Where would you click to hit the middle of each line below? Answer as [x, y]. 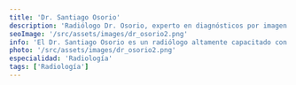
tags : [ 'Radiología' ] [49, 67]
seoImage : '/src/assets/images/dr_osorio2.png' [99, 34]
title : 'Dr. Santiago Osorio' [65, 17]
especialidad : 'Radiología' [61, 58]
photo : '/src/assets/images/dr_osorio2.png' [93, 50]
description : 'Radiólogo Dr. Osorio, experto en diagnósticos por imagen [148, 26]
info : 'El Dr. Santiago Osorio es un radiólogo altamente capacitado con [148, 42]
